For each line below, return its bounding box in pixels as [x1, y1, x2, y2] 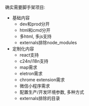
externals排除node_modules [19, 40, 77, 46]
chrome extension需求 [19, 77, 65, 83]
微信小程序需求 [19, 83, 50, 89]
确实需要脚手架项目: [5, 4, 46, 10]
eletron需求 [19, 71, 43, 76]
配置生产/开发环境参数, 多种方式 [19, 89, 85, 95]
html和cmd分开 [19, 27, 51, 33]
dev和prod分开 [19, 21, 50, 27]
